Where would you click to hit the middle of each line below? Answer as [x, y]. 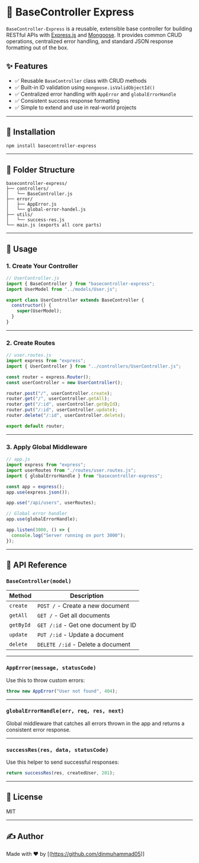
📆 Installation [31, 132]
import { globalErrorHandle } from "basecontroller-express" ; [84, 476]
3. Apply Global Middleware [47, 447]
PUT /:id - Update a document [81, 635]
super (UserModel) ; [39, 311]
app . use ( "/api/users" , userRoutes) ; [51, 503]
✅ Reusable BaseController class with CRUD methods [81, 80]
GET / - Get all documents [74, 616]
